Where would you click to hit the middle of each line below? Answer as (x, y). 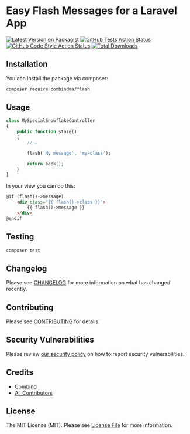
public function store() (47, 132)
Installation (27, 64)
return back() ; (46, 164)
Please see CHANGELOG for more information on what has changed (88, 283)
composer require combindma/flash (48, 89)
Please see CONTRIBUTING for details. (53, 321)
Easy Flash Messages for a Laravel (91, 11)
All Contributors (33, 393)
